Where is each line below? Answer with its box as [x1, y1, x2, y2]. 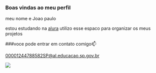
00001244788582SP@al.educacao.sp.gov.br [5, 53, 100, 59]
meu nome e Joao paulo [5, 16, 56, 22]
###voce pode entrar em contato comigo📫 [5, 41, 97, 47]
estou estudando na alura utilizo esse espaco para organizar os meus [5, 25, 151, 31]
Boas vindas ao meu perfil [5, 4, 71, 11]
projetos [5, 31, 23, 37]
